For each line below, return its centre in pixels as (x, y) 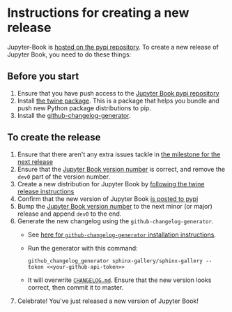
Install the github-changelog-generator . (74, 115)
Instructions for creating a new (98, 13)
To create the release (54, 138)
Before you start (43, 76)
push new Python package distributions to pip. (84, 108)
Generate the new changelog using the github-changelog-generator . (115, 221)
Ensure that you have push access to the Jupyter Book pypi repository (118, 93)
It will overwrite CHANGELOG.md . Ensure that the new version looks (119, 280)
